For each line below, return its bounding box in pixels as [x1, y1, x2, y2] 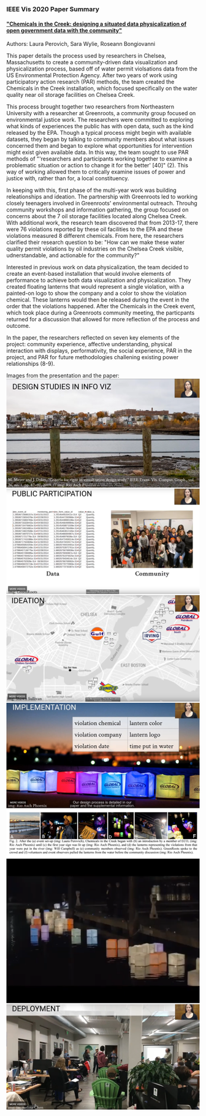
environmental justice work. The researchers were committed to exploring [6, 116, 193, 124]
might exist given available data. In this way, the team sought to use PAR [6, 149, 189, 156]
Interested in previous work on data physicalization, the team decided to [6, 264, 189, 271]
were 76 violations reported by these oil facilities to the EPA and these [6, 226, 183, 233]
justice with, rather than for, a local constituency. [6, 175, 129, 182]
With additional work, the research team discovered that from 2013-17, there [6, 219, 198, 227]
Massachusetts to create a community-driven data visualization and [6, 59, 178, 66]
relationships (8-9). [6, 360, 55, 368]
